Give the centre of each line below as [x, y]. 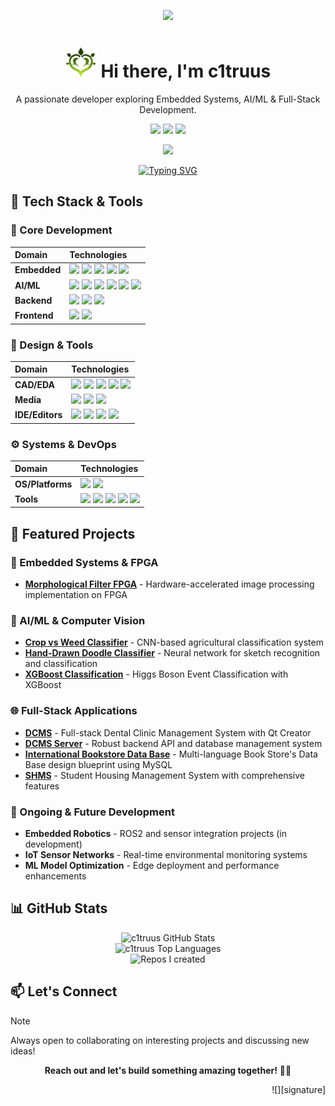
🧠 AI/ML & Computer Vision [78, 621]
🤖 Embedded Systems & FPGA [84, 562]
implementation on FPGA [76, 595]
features [42, 786]
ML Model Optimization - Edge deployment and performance [152, 866]
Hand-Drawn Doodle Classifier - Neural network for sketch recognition [172, 653]
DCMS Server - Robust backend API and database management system [173, 743]
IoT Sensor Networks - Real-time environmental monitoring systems [166, 855]
